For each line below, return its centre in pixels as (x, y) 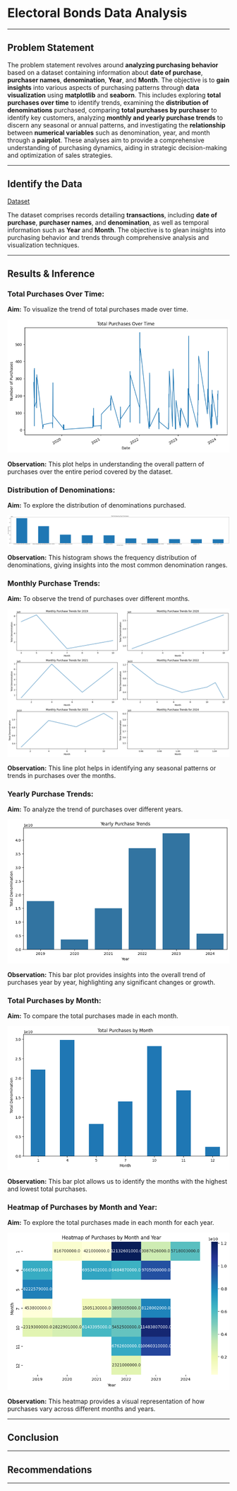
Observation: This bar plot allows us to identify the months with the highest (117, 1182)
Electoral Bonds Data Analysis (97, 13)
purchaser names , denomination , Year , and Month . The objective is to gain (119, 80)
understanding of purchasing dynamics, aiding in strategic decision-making (117, 147)
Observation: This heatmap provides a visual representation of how (106, 1401)
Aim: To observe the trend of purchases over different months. (99, 599)
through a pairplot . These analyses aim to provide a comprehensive (106, 140)
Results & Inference (51, 274)
